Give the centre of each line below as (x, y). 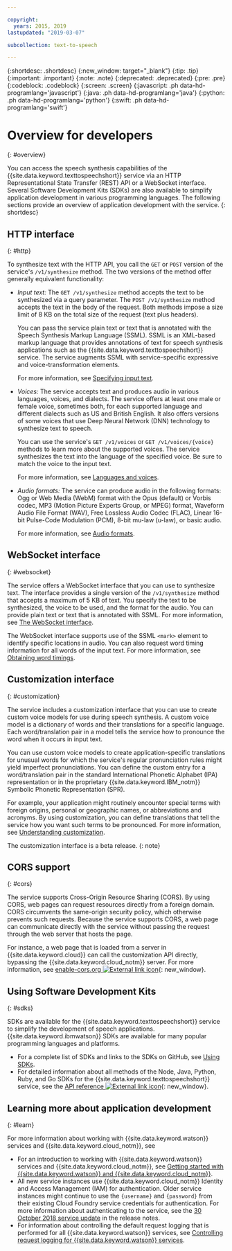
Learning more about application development (109, 1108)
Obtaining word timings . (41, 657)
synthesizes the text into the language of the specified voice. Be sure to (119, 456)
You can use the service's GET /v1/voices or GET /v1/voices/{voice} (115, 442)
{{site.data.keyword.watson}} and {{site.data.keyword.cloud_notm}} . (115, 1174)
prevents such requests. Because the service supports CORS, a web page (113, 919)
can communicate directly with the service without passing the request (108, 927)
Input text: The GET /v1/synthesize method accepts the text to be (110, 292)
